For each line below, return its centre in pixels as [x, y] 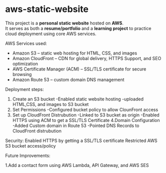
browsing [22, 74]
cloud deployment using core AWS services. [51, 33]
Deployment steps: [24, 89]
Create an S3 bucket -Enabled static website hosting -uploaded [78, 99]
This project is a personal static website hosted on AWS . [64, 23]
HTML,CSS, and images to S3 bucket [50, 104]
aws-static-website [47, 9]
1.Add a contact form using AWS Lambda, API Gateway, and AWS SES [77, 165]
